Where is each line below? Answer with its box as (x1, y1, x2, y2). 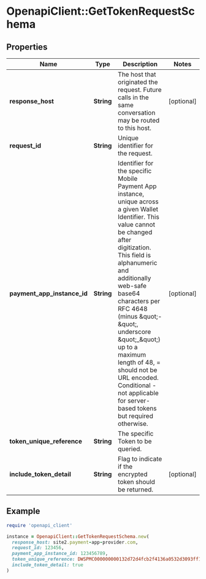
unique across (117, 197, 159, 206)
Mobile (117, 175, 138, 183)
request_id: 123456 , (12, 545, 64, 551)
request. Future (117, 86, 162, 94)
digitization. (117, 243, 151, 252)
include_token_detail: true (12, 562, 84, 568)
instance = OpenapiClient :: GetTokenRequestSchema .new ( (6, 533, 150, 540)
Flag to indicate (117, 455, 162, 463)
